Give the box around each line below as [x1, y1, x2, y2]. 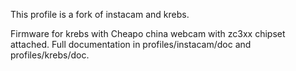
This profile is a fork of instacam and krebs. [10, 9, 190, 20]
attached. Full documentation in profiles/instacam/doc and [10, 39, 252, 50]
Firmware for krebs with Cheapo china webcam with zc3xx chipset [10, 28, 286, 39]
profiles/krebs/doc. [10, 49, 90, 61]
